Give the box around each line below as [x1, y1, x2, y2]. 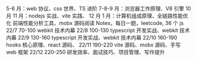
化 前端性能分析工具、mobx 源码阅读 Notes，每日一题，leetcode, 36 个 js [6, 20, 184, 26]
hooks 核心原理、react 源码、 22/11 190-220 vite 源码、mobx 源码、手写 [6, 41, 181, 48]
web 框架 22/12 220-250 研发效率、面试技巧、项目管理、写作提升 [6, 49, 165, 55]
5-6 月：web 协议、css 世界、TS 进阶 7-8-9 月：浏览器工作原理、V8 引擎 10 [6, 5, 191, 12]
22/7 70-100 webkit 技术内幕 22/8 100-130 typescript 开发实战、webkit [6, 27, 178, 34]
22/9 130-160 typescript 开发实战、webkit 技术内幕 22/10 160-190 [17, 34, 178, 41]
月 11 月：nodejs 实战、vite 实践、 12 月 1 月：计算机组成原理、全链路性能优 [6, 12, 188, 19]
